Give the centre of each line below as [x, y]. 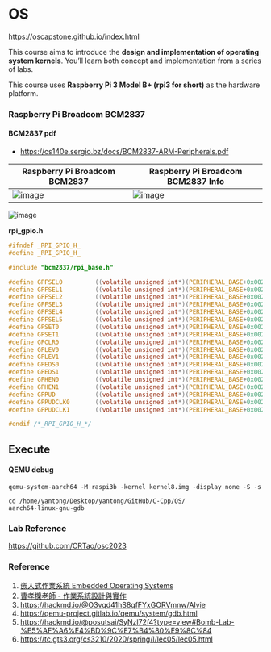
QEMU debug [31, 470]
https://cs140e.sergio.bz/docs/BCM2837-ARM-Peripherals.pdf [124, 152]
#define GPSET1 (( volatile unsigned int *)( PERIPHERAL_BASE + [128, 334]
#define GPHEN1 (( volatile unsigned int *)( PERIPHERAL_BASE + [128, 387]
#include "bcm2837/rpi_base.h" [61, 267]
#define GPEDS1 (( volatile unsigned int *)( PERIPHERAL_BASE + [128, 372]
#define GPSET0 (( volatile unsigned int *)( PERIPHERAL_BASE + [128, 327]
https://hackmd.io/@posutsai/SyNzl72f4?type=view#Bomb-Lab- [127, 621]
